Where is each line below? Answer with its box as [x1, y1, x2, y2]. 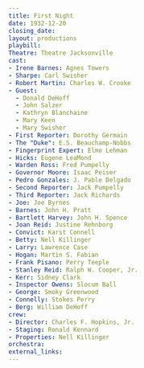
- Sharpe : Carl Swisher [8, 72, 88, 80]
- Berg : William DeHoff [8, 303, 88, 311]
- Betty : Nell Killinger [8, 236, 92, 244]
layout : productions [8, 34, 78, 43]
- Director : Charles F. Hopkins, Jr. [8, 318, 135, 326]
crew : [8, 310, 27, 318]
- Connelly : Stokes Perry [8, 296, 95, 304]
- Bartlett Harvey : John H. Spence [8, 214, 128, 222]
